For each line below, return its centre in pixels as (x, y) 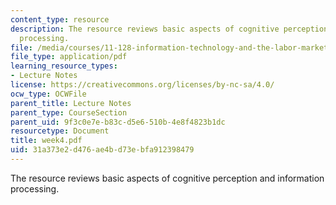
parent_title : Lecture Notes (71, 103)
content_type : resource (60, 19)
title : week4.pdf (46, 141)
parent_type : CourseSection (69, 112)
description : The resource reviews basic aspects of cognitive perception (169, 29)
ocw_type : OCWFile (48, 94)
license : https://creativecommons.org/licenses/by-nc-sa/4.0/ (142, 85)
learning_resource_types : (64, 66)
